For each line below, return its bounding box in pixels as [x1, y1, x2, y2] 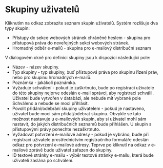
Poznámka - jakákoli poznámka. [12, 80, 77, 85]
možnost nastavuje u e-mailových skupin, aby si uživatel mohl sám [12, 116, 146, 122]
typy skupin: [5, 25, 30, 31]
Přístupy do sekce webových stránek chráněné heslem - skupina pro [12, 35, 151, 41]
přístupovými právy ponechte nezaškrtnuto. [12, 126, 101, 132]
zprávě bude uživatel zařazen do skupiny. [29, 147, 113, 153]
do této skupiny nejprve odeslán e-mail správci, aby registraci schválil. [12, 90, 154, 96]
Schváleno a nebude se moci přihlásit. [12, 100, 89, 106]
